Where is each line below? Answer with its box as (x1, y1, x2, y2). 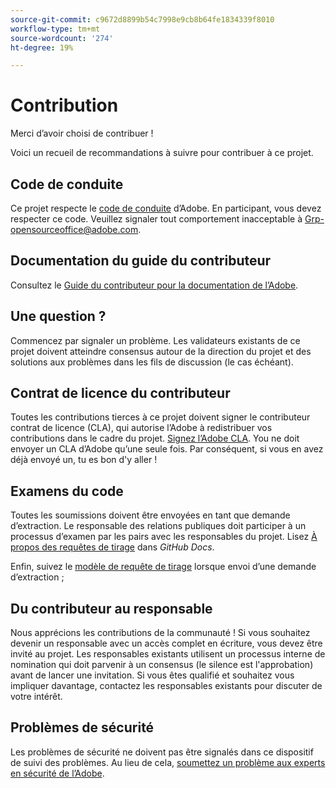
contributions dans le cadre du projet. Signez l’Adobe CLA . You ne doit (10, 432, 300, 445)
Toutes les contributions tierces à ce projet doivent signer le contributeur (10, 411, 311, 423)
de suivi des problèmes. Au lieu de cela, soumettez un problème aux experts (10, 756, 326, 768)
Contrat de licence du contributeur (10, 385, 231, 402)
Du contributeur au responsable (10, 600, 213, 617)
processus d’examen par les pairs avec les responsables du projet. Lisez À (10, 531, 318, 543)
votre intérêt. (10, 691, 63, 703)
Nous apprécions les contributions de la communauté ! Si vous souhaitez (10, 627, 311, 639)
